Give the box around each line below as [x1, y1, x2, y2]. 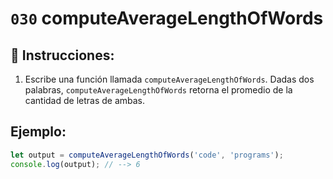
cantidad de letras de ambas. [24, 95, 146, 106]
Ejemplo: [10, 123, 67, 141]
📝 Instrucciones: [10, 47, 115, 64]
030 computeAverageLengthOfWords [10, 7, 324, 30]
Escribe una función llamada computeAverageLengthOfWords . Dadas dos [24, 73, 315, 85]
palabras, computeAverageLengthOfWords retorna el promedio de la [24, 84, 293, 96]
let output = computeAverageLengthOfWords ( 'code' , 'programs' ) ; [10, 150, 284, 160]
